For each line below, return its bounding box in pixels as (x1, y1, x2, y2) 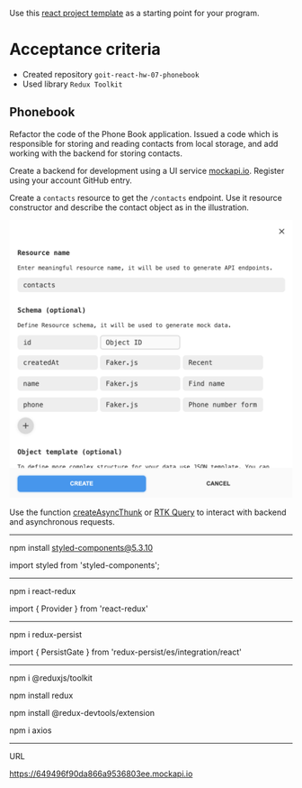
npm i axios (9, 725, 52, 736)
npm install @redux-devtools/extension (9, 707, 155, 718)
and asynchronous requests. (9, 516, 115, 527)
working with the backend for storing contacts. (9, 148, 182, 159)
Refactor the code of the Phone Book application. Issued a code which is (9, 128, 279, 139)
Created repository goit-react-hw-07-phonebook (22, 69, 200, 79)
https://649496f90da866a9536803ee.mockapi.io (9, 768, 193, 779)
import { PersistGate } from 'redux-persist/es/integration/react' (9, 646, 243, 657)
